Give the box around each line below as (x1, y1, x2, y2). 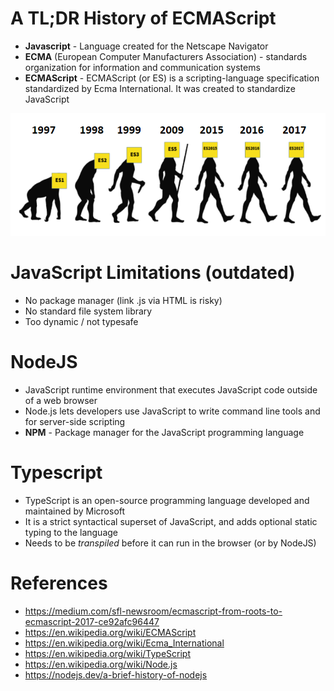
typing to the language (24, 526, 119, 538)
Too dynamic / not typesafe (24, 316, 139, 328)
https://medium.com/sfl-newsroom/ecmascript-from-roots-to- (24, 605, 283, 617)
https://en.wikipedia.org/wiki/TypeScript (24, 647, 192, 659)
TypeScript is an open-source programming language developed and (24, 494, 310, 506)
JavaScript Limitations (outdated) (10, 262, 296, 284)
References (10, 572, 108, 595)
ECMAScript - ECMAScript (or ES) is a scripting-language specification (24, 72, 320, 84)
